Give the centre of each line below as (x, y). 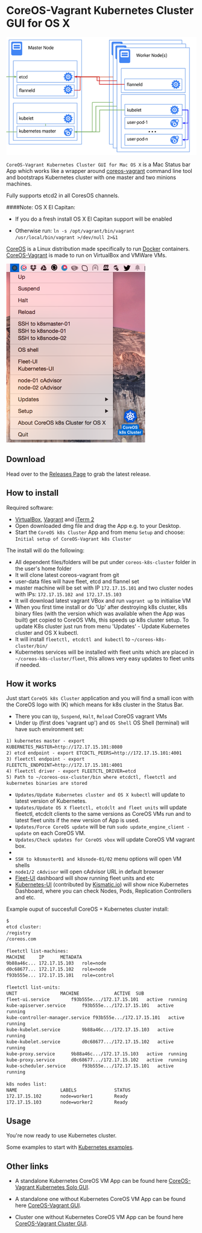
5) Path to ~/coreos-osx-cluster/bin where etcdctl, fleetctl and (91, 778)
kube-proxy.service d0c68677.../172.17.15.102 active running (97, 1060)
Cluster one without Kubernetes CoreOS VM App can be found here (99, 1217)
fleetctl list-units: (33, 987)
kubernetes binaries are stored (47, 784)
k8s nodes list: (27, 1084)
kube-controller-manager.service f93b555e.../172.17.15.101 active (96, 1018)
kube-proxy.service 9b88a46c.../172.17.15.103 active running (97, 1054)
